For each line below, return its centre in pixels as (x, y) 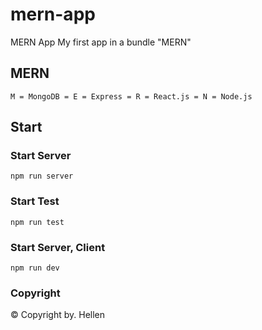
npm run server (42, 176)
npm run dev (35, 268)
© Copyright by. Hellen (58, 315)
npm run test (37, 222)
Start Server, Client (58, 247)
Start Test (35, 201)
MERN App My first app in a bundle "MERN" (101, 42)
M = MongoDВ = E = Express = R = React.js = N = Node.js (131, 96)
